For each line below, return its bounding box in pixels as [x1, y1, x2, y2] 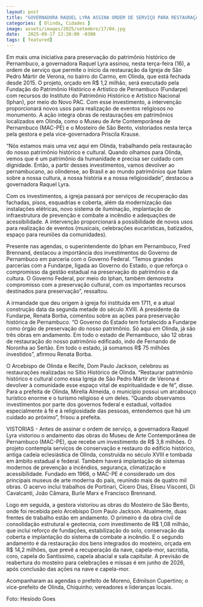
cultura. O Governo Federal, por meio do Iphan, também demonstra [6, 275, 174, 281]
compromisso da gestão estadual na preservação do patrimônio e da [6, 268, 178, 275]
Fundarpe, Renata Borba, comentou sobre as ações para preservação [6, 312, 180, 319]
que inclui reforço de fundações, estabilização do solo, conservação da [6, 527, 185, 534]
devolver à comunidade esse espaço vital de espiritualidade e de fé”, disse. [6, 382, 194, 388]
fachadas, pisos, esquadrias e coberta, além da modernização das [6, 199, 172, 206]
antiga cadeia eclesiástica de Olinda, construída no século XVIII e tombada [6, 451, 192, 458]
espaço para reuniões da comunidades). [6, 231, 107, 238]
